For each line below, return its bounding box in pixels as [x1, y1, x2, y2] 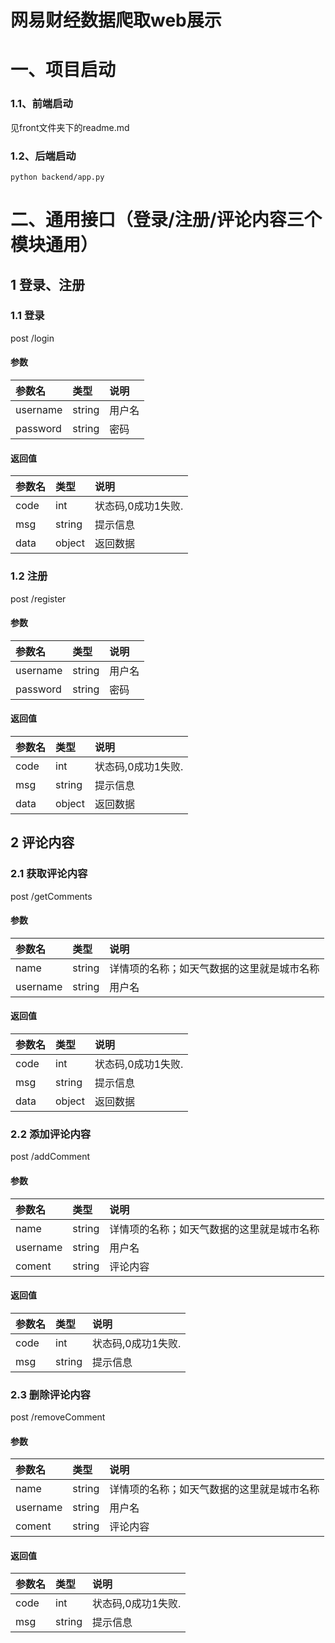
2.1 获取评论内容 [10, 867, 88, 881]
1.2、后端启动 [10, 149, 77, 163]
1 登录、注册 [10, 276, 86, 293]
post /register [10, 592, 67, 605]
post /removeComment [10, 1411, 106, 1423]
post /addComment [10, 1151, 91, 1163]
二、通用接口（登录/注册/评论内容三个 [10, 209, 322, 231]
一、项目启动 [10, 59, 117, 81]
